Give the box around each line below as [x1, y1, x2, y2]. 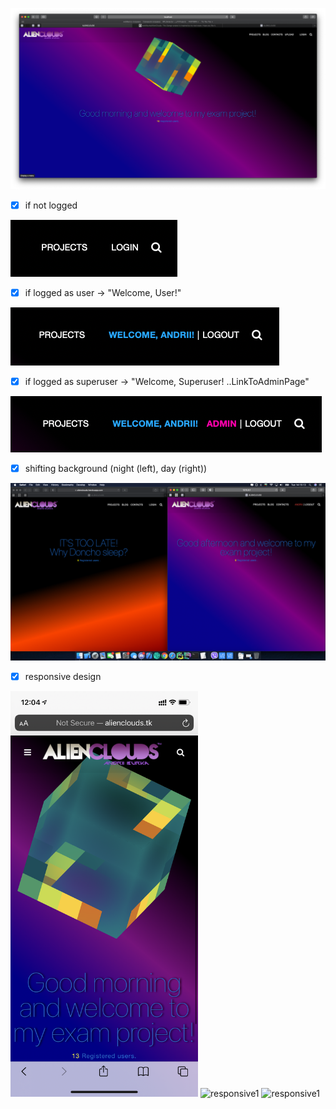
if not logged [24, 199, 78, 211]
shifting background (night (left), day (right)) [24, 463, 208, 475]
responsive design [24, 670, 102, 682]
